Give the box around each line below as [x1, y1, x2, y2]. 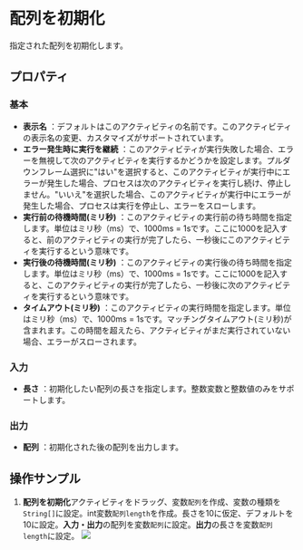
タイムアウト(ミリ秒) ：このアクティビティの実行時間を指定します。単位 [22, 302, 292, 313]
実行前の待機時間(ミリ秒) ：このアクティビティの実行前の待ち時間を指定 [22, 211, 292, 222]
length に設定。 [22, 531, 80, 542]
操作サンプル [9, 470, 82, 486]
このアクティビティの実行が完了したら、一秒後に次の [46, 279, 244, 290]
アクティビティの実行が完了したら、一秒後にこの [62, 234, 244, 245]
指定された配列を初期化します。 [9, 40, 129, 51]
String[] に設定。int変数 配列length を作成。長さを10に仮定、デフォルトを [22, 508, 294, 519]
